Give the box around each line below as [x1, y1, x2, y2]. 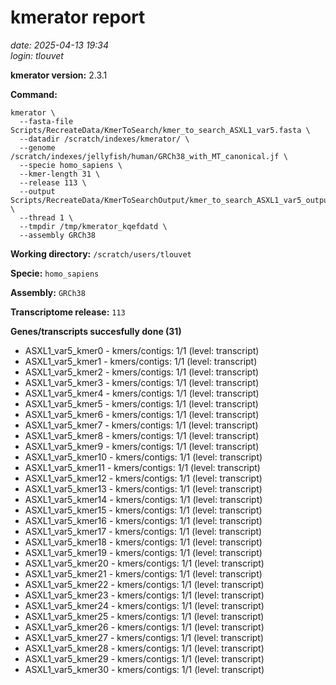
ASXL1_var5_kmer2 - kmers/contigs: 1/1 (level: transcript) [24, 366, 260, 378]
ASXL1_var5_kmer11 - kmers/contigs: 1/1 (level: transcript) [24, 461, 261, 473]
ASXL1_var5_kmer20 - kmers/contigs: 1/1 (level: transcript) [24, 557, 265, 569]
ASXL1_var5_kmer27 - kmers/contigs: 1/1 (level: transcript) [24, 631, 265, 643]
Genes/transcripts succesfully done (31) [10, 325, 182, 337]
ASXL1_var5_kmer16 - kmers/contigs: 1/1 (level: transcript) [24, 514, 263, 526]
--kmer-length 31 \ [19, 169, 101, 179]
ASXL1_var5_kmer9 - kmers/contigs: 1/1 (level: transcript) [24, 440, 260, 452]
